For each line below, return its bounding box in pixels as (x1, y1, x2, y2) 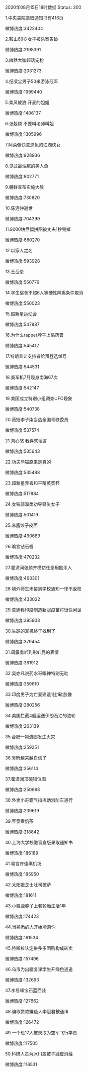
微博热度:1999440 (5, 89, 42, 95)
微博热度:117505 (5, 1040, 38, 1046)
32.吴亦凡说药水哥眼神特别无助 (5, 671, 69, 676)
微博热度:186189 (5, 850, 39, 856)
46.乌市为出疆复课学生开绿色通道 (5, 967, 73, 972)
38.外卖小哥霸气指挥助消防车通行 (5, 797, 73, 803)
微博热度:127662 (5, 998, 39, 1004)
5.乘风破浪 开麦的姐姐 (5, 99, 50, 105)
